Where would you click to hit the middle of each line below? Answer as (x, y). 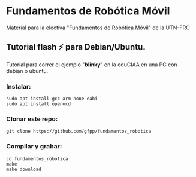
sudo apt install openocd (38, 104)
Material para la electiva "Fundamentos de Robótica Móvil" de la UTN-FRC (98, 28)
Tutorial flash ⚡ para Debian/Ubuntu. (76, 47)
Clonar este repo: (32, 119)
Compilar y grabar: (34, 147)
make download (24, 169)
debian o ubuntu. (27, 71)
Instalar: (19, 86)
